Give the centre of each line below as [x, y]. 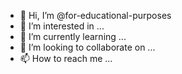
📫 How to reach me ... [66, 58]
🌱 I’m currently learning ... [73, 36]
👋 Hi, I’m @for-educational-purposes [95, 15]
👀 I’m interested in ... [62, 26]
